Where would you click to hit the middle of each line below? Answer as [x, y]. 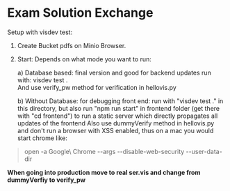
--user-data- [204, 151]
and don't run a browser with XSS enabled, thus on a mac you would [115, 130]
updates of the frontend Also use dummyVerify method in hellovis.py [116, 123]
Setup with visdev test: [40, 32]
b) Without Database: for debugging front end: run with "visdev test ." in [120, 101]
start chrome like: [42, 138]
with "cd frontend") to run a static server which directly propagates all [117, 116]
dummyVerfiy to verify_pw [46, 180]
